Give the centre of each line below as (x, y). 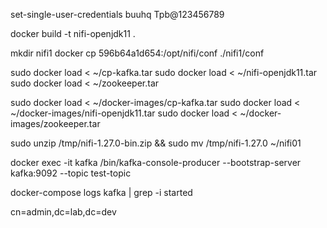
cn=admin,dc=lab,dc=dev (63, 212)
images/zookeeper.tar (55, 123)
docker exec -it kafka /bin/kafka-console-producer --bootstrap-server (156, 162)
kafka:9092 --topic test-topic (71, 173)
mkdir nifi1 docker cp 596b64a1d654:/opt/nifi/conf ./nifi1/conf (137, 53)
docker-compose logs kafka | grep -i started (101, 192)
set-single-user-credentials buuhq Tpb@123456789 (117, 14)
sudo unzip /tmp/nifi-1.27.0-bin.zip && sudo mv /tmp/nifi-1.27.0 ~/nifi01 (156, 143)
